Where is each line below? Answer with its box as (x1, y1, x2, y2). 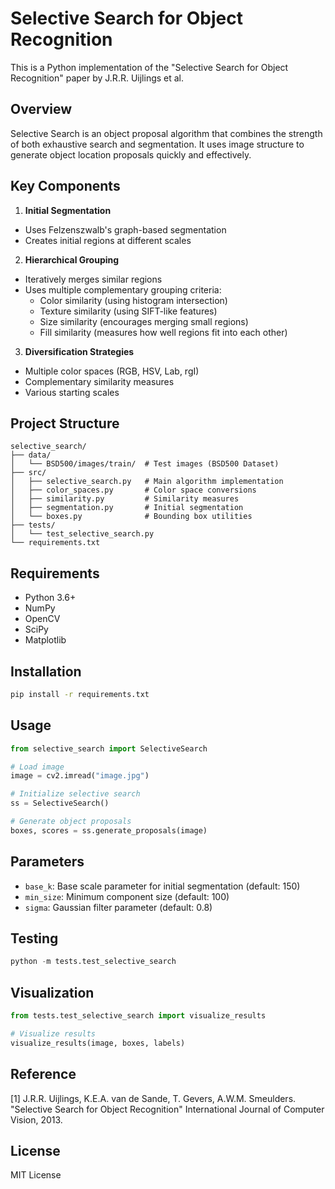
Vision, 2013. (10, 1113, 63, 1126)
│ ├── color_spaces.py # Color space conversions (10, 485, 257, 496)
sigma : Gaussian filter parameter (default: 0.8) (24, 901, 213, 913)
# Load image (10, 762, 65, 772)
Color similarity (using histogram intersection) (39, 294, 228, 306)
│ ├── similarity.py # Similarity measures (10, 494, 240, 504)
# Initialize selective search (10, 789, 141, 799)
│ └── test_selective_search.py (10, 529, 155, 539)
